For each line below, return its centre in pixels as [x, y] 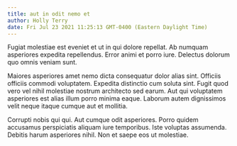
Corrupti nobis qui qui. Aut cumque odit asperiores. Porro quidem [103, 120]
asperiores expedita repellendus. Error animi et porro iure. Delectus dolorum [119, 55]
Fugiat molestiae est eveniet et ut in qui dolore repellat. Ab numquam [108, 47]
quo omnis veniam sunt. [42, 62]
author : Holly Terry [38, 21]
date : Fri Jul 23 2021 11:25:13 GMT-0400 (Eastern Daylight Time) [108, 27]
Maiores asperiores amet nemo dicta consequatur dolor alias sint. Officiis [114, 76]
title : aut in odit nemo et [49, 14]
